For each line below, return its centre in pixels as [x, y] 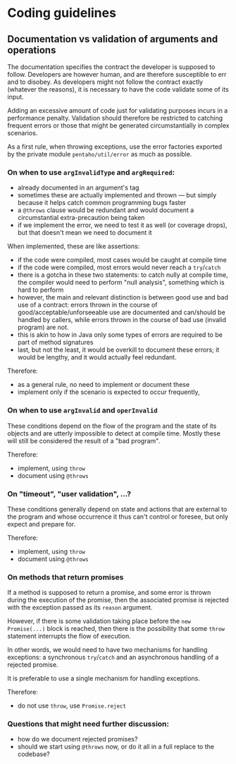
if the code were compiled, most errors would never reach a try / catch [119, 267]
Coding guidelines [62, 13]
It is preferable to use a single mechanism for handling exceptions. [104, 679]
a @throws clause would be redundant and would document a [106, 210]
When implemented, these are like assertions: [74, 246]
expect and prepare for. [42, 524]
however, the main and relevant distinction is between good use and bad [123, 297]
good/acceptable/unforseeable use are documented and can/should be [121, 312]
